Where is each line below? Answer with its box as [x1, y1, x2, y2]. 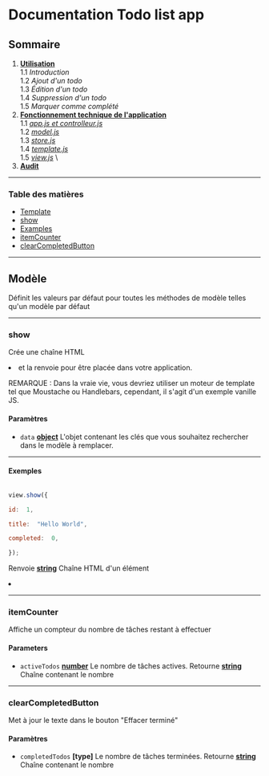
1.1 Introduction [19, 67, 70, 77]
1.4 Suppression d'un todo [19, 93, 106, 102]
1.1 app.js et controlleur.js [19, 119, 103, 128]
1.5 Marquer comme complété [19, 102, 119, 111]
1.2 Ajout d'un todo [19, 76, 82, 85]
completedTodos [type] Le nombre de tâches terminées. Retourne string [19, 752, 256, 762]
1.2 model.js [19, 127, 60, 136]
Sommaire [8, 38, 61, 51]
